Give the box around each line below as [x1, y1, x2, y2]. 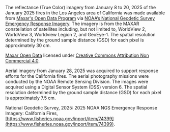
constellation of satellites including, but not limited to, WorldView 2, [5, 26, 147, 32]
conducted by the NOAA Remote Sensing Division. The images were [5, 79, 149, 84]
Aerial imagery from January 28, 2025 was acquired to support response [5, 68, 159, 74]
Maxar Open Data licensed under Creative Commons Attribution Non [5, 52, 149, 58]
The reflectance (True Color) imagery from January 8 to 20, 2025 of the [5, 5, 156, 10]
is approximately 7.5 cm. [5, 95, 56, 101]
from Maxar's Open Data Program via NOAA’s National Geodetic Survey [5, 15, 155, 21]
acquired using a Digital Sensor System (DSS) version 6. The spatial [5, 84, 148, 90]
